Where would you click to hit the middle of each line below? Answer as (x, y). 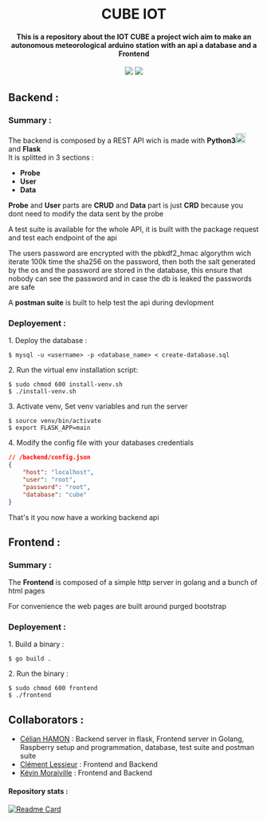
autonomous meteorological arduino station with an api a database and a (134, 45)
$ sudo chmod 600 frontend (53, 689)
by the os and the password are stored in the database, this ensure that (126, 270)
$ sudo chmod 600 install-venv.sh (66, 385)
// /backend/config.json (49, 458)
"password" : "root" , (57, 487)
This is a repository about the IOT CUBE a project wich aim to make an (134, 37)
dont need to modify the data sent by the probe (86, 214)
